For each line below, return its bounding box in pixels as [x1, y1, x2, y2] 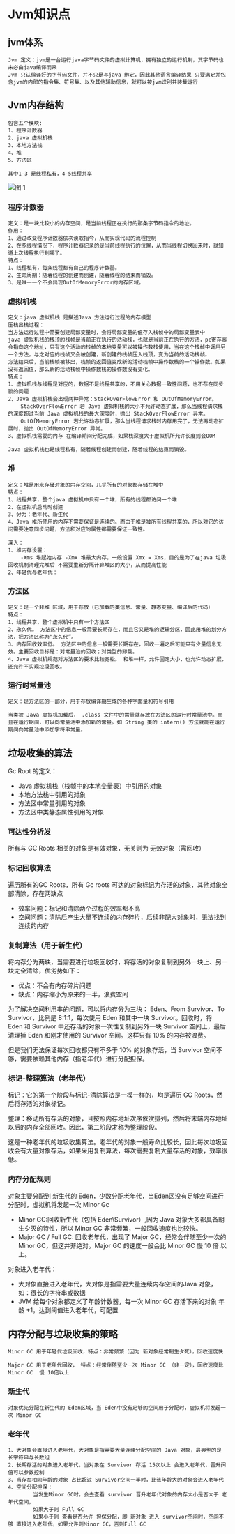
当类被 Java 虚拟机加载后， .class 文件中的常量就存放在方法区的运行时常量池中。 [8, 712, 218, 719]
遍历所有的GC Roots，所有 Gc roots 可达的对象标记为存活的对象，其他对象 [8, 880, 222, 889]
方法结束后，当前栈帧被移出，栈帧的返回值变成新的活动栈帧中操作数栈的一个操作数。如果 [8, 358, 226, 366]
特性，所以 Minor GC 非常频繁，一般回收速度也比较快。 [42, 1224, 202, 1232]
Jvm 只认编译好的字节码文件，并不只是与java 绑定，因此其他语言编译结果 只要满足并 [8, 71, 221, 78]
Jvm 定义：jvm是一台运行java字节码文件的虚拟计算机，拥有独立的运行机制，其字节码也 [8, 56, 224, 63]
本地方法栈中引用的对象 [17, 791, 86, 799]
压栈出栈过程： [8, 321, 45, 328]
